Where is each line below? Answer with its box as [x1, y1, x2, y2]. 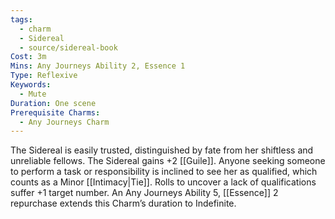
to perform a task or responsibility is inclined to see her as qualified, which [10, 166, 318, 178]
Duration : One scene [10, 98, 97, 108]
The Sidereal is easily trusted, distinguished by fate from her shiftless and [10, 144, 314, 156]
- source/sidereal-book [19, 42, 118, 53]
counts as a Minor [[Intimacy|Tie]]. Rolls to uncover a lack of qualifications [10, 176, 317, 188]
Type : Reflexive [10, 71, 78, 81]
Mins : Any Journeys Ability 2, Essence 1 [10, 61, 186, 71]
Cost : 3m [10, 52, 47, 62]
